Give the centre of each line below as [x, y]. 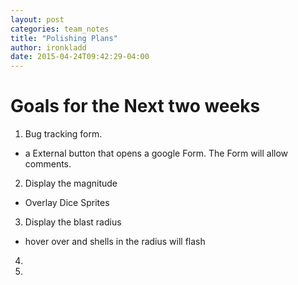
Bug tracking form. [63, 134]
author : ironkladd [48, 47]
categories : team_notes [60, 29]
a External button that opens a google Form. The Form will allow [156, 153]
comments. [48, 164]
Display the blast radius [73, 222]
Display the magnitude [71, 183]
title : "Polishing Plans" [64, 38]
